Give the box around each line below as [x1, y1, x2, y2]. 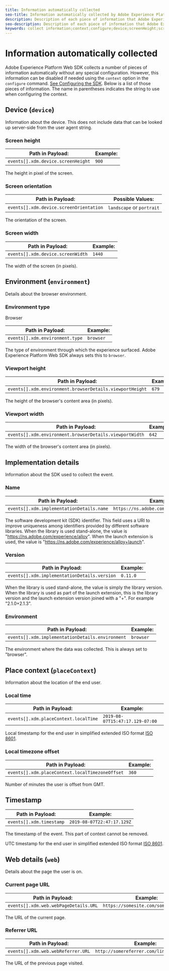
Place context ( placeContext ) [5, 666, 97, 675]
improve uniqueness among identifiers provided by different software [5, 522, 149, 529]
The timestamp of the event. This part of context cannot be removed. [5, 831, 149, 837]
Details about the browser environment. [5, 290, 87, 297]
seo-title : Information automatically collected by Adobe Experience [5, 12, 154, 17]
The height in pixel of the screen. [5, 170, 74, 176]
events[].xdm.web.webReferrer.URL [8, 948, 91, 954]
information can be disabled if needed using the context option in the [5, 75, 149, 81]
